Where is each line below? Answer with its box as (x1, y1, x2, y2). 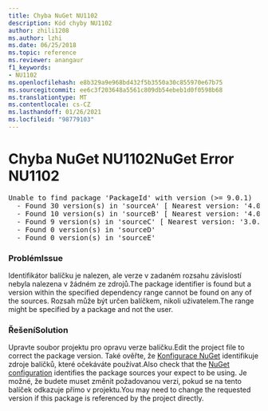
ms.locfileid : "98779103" (8, 116, 94, 124)
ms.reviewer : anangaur (8, 57, 84, 65)
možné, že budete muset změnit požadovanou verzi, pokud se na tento (8, 377, 242, 386)
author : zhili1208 (8, 26, 69, 34)
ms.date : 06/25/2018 (8, 41, 77, 49)
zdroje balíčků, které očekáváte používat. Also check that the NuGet (8, 360, 230, 370)
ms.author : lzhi (8, 34, 62, 42)
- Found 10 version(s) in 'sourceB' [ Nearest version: (16, 209, 240, 218)
